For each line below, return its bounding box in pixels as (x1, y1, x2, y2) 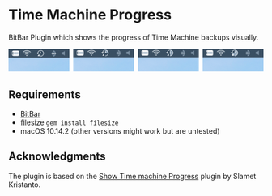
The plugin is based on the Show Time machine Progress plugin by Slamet (8, 171, 257, 181)
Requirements (8, 87, 81, 101)
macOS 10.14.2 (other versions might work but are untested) (19, 126, 220, 136)
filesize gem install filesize (19, 117, 119, 127)
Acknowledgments (8, 150, 107, 164)
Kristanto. (8, 180, 41, 190)
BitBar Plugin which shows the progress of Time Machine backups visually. (8, 32, 259, 42)
